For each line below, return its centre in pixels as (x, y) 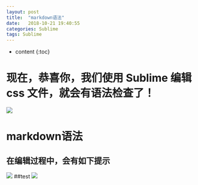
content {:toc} (32, 52)
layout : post (23, 12)
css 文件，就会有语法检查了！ (80, 93)
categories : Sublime (32, 29)
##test (22, 177)
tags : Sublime (24, 35)
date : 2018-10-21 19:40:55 (43, 23)
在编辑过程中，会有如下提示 (58, 160)
